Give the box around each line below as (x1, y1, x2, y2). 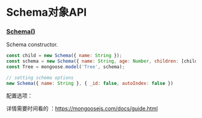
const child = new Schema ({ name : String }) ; (6, 52, 122, 59)
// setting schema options (6, 75, 74, 81)
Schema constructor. (6, 41, 58, 48)
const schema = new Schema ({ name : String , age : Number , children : (6, 58, 179, 64)
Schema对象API (6, 5, 87, 19)
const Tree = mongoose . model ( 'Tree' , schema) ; (6, 64, 125, 70)
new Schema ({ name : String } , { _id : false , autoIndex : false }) (6, 80, 174, 86)
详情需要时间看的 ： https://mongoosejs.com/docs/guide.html (6, 105, 158, 112)
